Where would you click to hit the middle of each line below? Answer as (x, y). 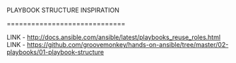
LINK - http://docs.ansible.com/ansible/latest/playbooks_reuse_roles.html (113, 37)
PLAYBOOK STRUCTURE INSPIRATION (63, 10)
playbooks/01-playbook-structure (55, 52)
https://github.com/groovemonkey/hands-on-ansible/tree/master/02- (128, 44)
